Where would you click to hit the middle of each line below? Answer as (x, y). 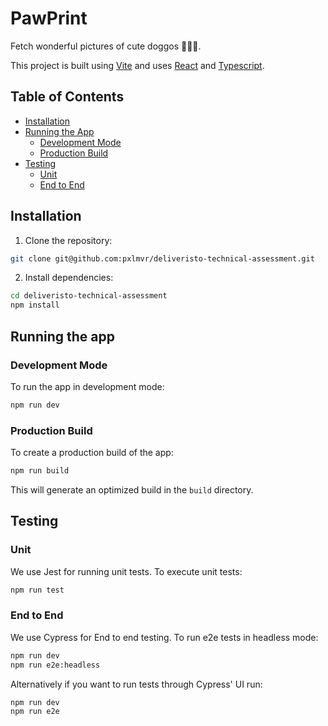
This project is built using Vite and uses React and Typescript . (137, 65)
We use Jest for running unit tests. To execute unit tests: (126, 571)
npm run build (40, 471)
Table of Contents (67, 97)
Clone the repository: (68, 240)
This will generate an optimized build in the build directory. (132, 489)
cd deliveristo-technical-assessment (89, 296)
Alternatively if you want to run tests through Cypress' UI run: (136, 684)
